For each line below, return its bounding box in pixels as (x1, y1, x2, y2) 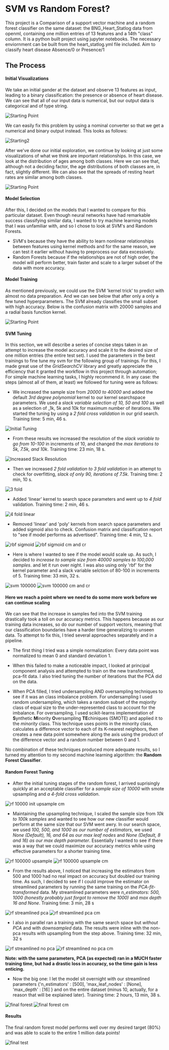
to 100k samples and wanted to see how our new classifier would (12, 816, 149, 822)
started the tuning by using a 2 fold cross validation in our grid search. (12, 410, 159, 417)
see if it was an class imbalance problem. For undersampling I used (12, 694, 153, 700)
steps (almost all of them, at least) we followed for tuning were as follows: (5, 379, 158, 386)
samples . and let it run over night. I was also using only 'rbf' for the (12, 562, 152, 568)
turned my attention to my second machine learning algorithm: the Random (5, 752, 162, 758)
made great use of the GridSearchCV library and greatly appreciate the (5, 363, 153, 369)
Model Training (5, 276, 38, 282)
